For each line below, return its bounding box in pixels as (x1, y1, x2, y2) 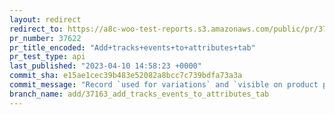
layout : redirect (9, 14, 82, 25)
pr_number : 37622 (9, 33, 82, 43)
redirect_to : (9, 24, 64, 34)
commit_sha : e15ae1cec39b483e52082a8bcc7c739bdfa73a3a (9, 71, 243, 81)
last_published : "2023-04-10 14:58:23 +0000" (9, 61, 202, 71)
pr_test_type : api (9, 52, 86, 62)
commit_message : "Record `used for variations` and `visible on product (9, 80, 319, 90)
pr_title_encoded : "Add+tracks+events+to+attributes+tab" (9, 42, 256, 53)
